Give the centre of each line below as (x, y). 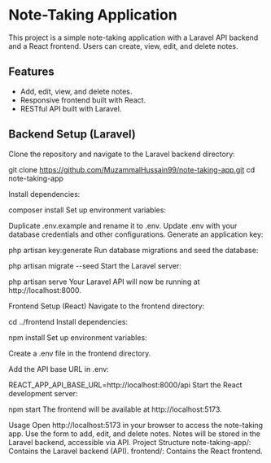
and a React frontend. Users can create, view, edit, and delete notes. (123, 46)
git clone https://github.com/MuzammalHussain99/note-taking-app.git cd (131, 169)
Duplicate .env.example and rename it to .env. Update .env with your (123, 225)
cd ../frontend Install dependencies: (68, 321)
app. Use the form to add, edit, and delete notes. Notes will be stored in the (134, 434)
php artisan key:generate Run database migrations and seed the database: (133, 250)
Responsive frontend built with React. (83, 100)
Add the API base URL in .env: (59, 369)
